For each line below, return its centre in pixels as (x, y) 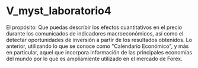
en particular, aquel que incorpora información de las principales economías (99, 52)
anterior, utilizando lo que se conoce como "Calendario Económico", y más (98, 46)
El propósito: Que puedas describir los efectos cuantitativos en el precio (94, 27)
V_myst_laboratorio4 (59, 11)
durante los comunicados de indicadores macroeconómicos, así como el (95, 33)
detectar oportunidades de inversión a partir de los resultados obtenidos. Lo (99, 40)
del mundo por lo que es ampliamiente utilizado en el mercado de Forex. (94, 59)
